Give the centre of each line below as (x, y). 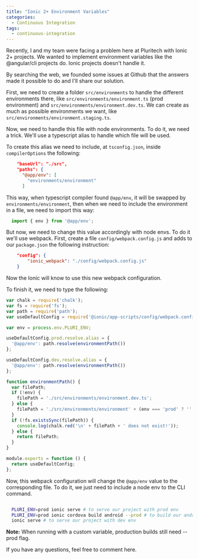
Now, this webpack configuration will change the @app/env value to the (92, 481)
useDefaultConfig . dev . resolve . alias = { (57, 360)
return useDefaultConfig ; (44, 464)
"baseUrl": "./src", (42, 164)
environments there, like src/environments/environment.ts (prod (85, 99)
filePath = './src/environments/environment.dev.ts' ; (84, 398)
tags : (13, 28)
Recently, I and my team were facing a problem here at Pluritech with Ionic (97, 50)
